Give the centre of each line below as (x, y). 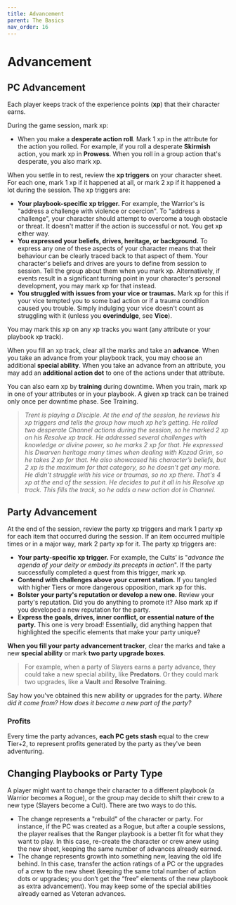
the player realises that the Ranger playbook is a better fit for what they (120, 834)
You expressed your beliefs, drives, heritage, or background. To (112, 241)
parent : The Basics (36, 20)
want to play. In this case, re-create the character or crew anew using (118, 842)
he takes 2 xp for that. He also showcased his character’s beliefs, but (125, 460)
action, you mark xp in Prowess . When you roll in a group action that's (119, 154)
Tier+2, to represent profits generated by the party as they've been (104, 744)
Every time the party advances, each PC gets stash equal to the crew (108, 736)
